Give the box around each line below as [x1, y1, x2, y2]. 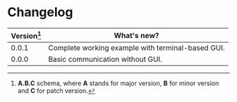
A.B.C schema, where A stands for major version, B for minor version [17, 79, 219, 88]
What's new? [114, 30, 159, 40]
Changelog [7, 4, 73, 20]
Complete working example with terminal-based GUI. [48, 43, 226, 53]
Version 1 [11, 30, 42, 41]
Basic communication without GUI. [48, 54, 162, 64]
